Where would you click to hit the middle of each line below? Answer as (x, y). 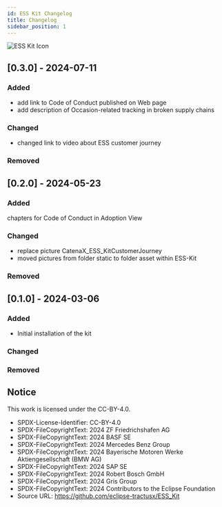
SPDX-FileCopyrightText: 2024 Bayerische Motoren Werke (100, 452)
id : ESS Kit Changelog (40, 13)
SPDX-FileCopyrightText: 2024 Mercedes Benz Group (93, 444)
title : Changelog (32, 20)
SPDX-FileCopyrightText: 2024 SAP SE (72, 466)
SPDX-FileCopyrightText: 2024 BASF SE (74, 437)
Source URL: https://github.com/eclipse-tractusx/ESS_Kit (98, 496)
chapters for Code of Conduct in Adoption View (75, 218)
